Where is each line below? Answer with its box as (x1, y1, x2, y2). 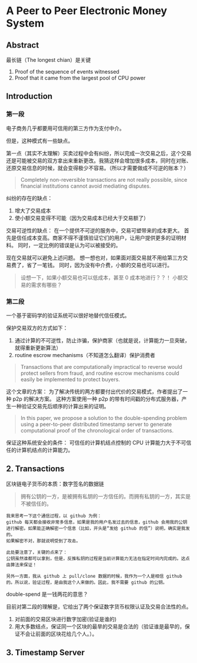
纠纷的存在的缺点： (6, 194, 53, 201)
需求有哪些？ (31, 281, 62, 288)
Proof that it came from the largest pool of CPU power (14, 75, 146, 81)
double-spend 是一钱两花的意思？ (6, 590, 88, 598)
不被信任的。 (20, 500, 52, 507)
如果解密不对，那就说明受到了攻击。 (6, 538, 81, 544)
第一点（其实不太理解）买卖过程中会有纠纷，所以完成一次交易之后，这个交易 (6, 149, 192, 156)
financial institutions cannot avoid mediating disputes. (20, 182, 151, 189)
